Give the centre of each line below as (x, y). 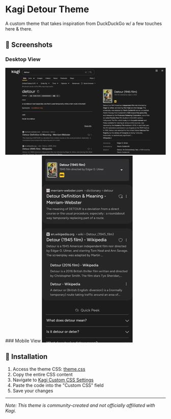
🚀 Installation (26, 357)
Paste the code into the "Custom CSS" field (58, 385)
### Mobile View (23, 341)
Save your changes (33, 390)
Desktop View (23, 60)
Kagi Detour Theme (47, 9)
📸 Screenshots (29, 45)
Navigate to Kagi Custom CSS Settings (53, 380)
